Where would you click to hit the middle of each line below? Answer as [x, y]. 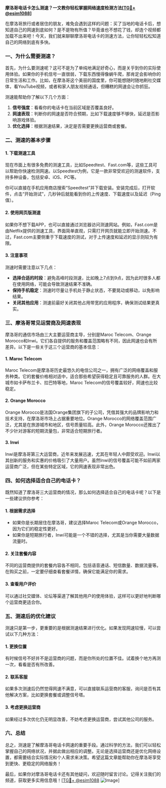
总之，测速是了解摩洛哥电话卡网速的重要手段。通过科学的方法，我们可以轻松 [83, 745]
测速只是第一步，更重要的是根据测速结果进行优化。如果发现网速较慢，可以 [81, 628]
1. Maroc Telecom [23, 358]
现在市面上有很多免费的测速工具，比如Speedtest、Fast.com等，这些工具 [79, 165]
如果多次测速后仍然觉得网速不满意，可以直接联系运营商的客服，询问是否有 [81, 689]
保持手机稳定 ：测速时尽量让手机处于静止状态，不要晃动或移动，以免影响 [86, 290]
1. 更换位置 [16, 646]
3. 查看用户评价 [21, 584]
